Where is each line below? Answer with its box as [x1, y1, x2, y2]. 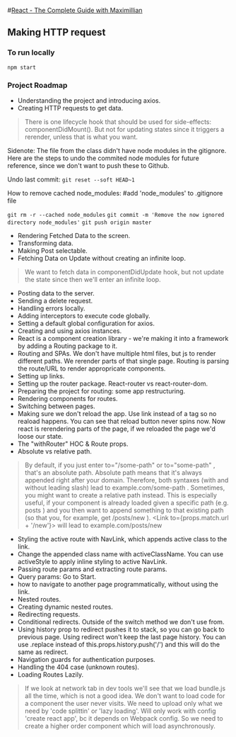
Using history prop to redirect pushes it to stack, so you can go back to [17, 625, 225, 634]
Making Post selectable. [17, 246, 88, 254]
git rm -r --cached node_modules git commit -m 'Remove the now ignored [7, 211, 225, 218]
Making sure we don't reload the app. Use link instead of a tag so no [17, 409, 217, 417]
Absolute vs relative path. [17, 446, 92, 456]
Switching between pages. [17, 402, 95, 410]
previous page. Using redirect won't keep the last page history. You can [17, 632, 226, 641]
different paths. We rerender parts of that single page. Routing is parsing [17, 356, 230, 365]
